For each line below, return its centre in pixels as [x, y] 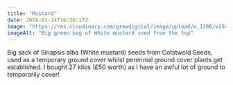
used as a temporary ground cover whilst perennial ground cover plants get [115, 60]
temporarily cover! [34, 75]
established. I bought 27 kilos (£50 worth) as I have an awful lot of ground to [116, 67]
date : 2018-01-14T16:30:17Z [48, 20]
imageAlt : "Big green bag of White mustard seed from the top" [101, 33]
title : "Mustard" [32, 13]
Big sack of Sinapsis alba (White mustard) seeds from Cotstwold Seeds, [110, 53]
